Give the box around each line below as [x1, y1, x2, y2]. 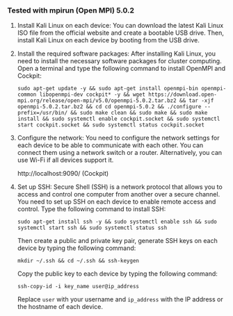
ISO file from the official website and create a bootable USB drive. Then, [17, 28, 224, 37]
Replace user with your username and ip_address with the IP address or [17, 295, 224, 303]
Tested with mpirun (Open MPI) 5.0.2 [7, 6, 134, 15]
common [17, 91, 37, 99]
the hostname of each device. [17, 303, 103, 311]
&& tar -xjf [179, 97, 214, 104]
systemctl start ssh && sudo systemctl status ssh [17, 224, 168, 231]
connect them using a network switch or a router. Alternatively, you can [17, 149, 223, 157]
